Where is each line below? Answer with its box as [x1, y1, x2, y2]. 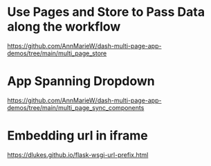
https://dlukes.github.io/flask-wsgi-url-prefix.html [7, 150, 149, 159]
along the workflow [7, 19, 121, 35]
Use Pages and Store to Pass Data [7, 4, 205, 20]
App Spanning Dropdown [7, 73, 155, 89]
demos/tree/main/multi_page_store [7, 49, 107, 57]
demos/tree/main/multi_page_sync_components [7, 103, 145, 111]
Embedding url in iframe [7, 128, 148, 144]
